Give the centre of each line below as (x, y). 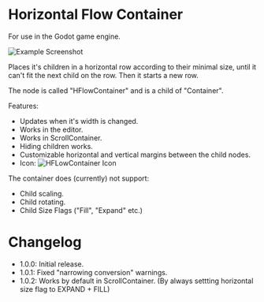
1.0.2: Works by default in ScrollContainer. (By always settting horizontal (136, 281)
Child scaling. (42, 193)
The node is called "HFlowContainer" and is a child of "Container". (116, 90)
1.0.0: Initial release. (52, 264)
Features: (24, 106)
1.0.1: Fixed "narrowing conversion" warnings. (93, 272)
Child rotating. (43, 202)
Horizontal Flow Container (96, 15)
